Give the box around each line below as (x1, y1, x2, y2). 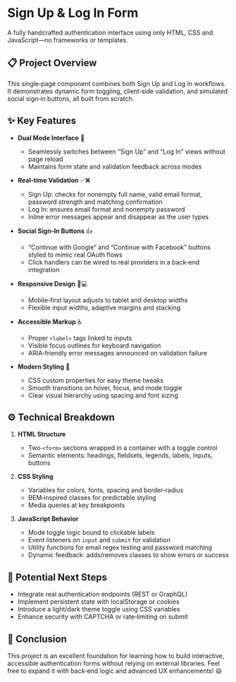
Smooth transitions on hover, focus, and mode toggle (27, 383, 182, 392)
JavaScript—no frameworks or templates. (7, 35, 128, 44)
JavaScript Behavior (17, 515, 79, 523)
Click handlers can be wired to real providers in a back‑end (27, 257, 200, 266)
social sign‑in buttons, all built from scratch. (7, 94, 135, 103)
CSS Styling (17, 473, 54, 481)
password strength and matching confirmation (27, 197, 163, 206)
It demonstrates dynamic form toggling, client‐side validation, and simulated (7, 87, 228, 95)
